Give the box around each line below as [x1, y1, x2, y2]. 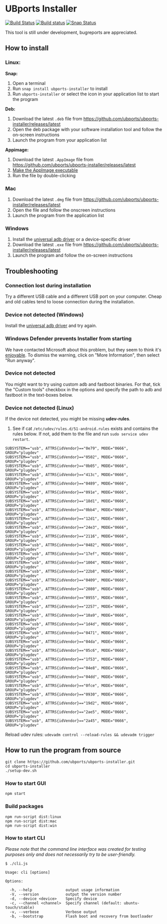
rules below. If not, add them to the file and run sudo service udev [12, 431, 148, 437]
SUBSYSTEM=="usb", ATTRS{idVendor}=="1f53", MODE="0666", [5, 657, 128, 662]
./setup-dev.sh [5, 768, 37, 773]
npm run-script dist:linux [5, 814, 61, 819]
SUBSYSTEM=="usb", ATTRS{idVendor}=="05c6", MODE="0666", [5, 648, 128, 653]
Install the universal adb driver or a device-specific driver [12, 237, 131, 243]
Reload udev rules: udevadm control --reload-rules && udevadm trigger [5, 732, 155, 738]
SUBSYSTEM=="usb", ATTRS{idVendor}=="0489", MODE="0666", [5, 481, 128, 486]
